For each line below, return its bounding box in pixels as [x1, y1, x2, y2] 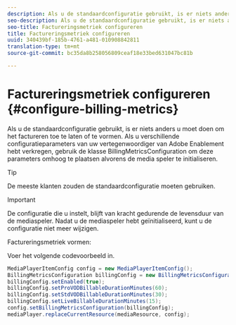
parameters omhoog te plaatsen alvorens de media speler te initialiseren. [7, 154, 218, 163]
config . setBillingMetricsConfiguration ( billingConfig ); [7, 305, 174, 312]
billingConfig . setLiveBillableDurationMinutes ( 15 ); [7, 298, 162, 305]
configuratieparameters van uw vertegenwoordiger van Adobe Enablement [7, 139, 225, 148]
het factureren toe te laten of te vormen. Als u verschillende [7, 132, 180, 140]
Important [7, 195, 36, 204]
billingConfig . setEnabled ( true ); [7, 278, 105, 286]
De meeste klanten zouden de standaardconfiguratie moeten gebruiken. [7, 181, 216, 190]
